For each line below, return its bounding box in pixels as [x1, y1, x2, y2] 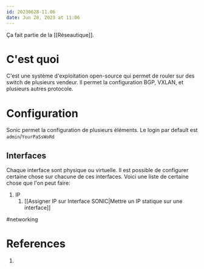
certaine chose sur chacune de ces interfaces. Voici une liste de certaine [6, 173, 189, 181]
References [6, 237, 66, 251]
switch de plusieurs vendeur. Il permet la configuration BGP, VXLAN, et [6, 79, 184, 86]
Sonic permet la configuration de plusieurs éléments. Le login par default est [6, 127, 198, 134]
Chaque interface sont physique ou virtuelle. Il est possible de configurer [6, 167, 189, 174]
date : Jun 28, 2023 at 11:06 [6, 15, 80, 21]
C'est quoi [6, 52, 59, 66]
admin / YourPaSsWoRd [6, 133, 55, 140]
